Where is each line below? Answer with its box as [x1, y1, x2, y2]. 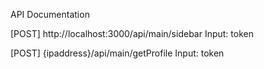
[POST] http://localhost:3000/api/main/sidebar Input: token [10, 28, 254, 39]
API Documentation [10, 9, 90, 20]
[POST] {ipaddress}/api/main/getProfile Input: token [10, 47, 225, 59]
